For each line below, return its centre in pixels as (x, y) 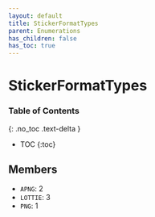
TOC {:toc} (38, 144)
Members (33, 169)
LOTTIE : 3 (35, 198)
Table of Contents (44, 111)
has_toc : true (32, 46)
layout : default (35, 16)
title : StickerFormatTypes (53, 23)
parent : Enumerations (45, 31)
